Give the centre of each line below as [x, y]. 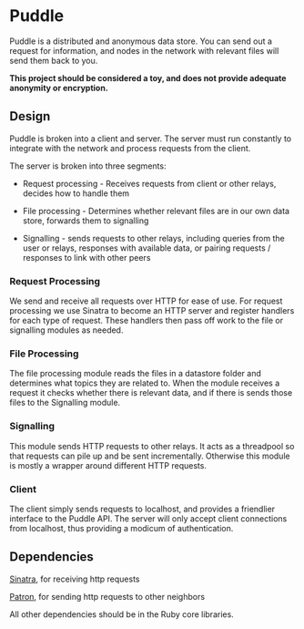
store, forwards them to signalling [86, 221]
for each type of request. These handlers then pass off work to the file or [147, 321]
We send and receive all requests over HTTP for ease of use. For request [146, 301]
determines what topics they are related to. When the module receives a [145, 383]
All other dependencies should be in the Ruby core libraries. [122, 614]
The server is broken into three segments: [88, 166]
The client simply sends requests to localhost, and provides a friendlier [142, 509]
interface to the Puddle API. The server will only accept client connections [148, 518]
